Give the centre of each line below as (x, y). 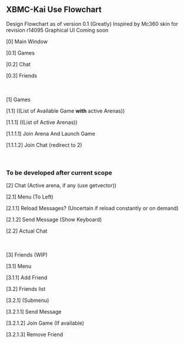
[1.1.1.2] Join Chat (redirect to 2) (44, 145)
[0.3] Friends (21, 75)
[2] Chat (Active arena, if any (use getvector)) (61, 186)
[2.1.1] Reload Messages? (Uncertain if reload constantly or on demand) (92, 209)
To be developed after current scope (59, 173)
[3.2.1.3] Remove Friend (35, 335)
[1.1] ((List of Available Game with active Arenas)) (66, 110)
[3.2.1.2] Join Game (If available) (45, 323)
